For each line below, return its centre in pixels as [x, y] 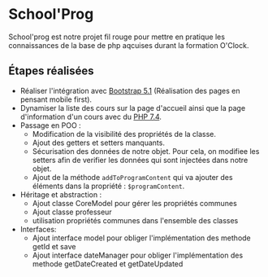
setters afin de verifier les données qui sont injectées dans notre [140, 160]
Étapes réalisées [52, 71]
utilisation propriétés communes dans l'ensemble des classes [135, 220]
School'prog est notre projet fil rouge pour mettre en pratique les [117, 37]
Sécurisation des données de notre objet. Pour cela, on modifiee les [146, 151]
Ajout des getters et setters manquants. [98, 143]
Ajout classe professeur [72, 212]
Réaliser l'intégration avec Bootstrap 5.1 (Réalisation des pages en [130, 90]
